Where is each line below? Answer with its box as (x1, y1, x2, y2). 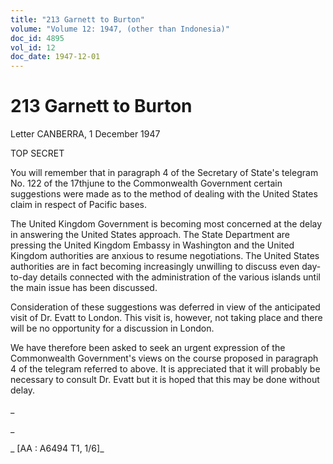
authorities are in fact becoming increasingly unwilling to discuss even (10, 261, 300, 273)
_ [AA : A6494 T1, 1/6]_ (10, 442, 105, 455)
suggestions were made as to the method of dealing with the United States (10, 188, 318, 200)
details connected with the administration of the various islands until (39, 271, 321, 283)
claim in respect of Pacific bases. (10, 199, 148, 211)
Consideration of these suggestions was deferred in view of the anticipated (10, 301, 321, 313)
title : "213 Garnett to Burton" (10, 14, 145, 25)
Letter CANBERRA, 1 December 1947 (10, 128, 161, 140)
